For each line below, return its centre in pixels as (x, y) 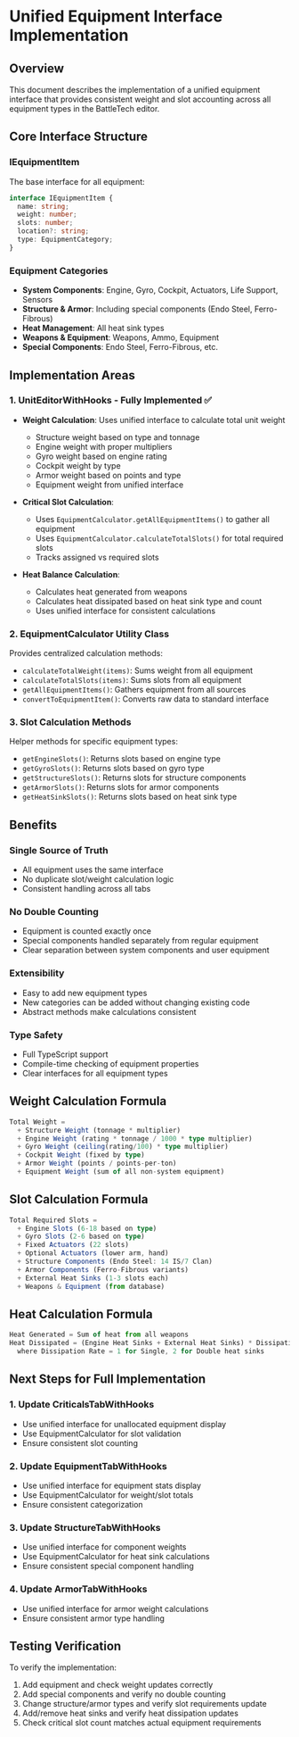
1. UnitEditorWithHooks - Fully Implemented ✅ (111, 401)
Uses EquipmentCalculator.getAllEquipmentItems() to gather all (152, 519)
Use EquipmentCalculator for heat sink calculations (116, 1557)
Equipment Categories (59, 270)
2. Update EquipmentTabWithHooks (88, 1466)
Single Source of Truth (59, 850)
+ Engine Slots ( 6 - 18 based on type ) (87, 1228)
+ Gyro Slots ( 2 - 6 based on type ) (81, 1237)
